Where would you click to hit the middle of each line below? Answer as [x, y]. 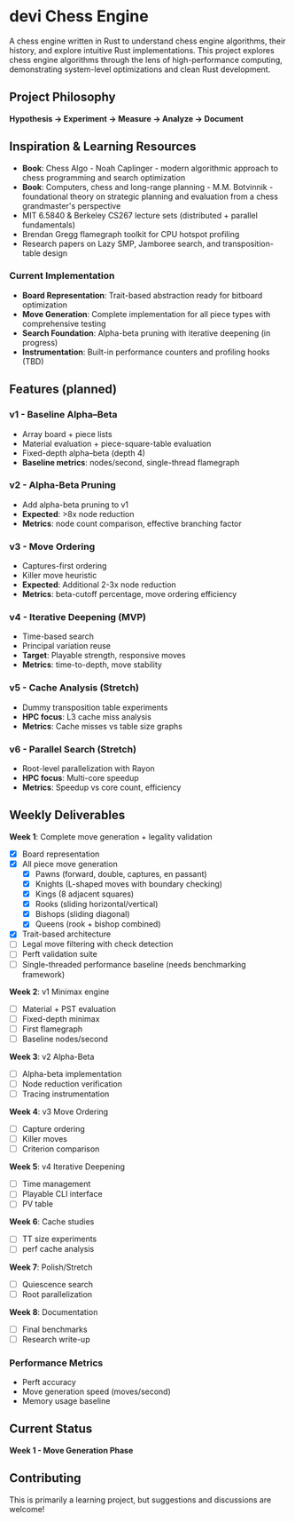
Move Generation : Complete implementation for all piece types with [146, 314]
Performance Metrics [56, 1363]
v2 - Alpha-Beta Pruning [63, 485]
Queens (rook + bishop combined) [98, 924]
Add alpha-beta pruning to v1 [75, 505]
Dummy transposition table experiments [95, 707]
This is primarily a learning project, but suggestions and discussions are [140, 1500]
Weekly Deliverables [67, 815]
